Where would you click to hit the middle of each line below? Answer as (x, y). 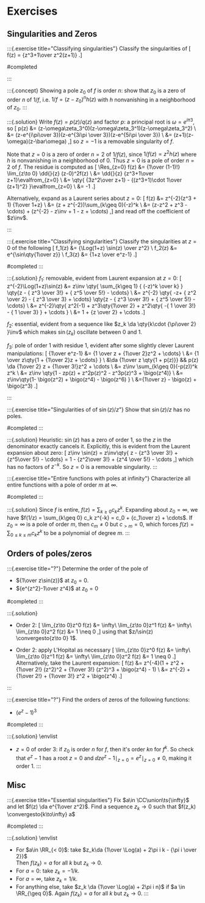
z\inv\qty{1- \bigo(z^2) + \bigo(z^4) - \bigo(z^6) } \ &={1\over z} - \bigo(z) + (102, 379)
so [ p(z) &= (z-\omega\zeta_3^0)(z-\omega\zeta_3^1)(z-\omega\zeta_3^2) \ (102, 128)
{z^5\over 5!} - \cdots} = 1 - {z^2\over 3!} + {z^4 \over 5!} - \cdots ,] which (100, 459)
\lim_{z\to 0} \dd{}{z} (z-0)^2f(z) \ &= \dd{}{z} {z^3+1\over (81, 174)
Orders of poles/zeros (49, 554)
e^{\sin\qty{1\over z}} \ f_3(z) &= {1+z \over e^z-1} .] (72, 254)
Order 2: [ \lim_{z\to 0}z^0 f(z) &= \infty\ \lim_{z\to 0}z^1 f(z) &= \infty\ (104, 625)
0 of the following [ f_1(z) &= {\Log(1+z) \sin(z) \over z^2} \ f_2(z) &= (92, 248)
